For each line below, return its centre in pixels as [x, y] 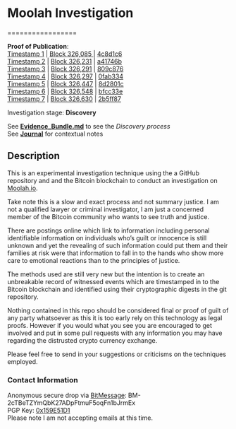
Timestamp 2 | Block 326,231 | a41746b [64, 61]
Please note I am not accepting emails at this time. [80, 418]
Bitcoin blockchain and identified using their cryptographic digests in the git [117, 289]
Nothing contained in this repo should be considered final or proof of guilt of [118, 310]
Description [33, 156]
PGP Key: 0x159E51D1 [39, 411]
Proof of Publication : [38, 46]
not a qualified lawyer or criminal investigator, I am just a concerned [106, 209]
